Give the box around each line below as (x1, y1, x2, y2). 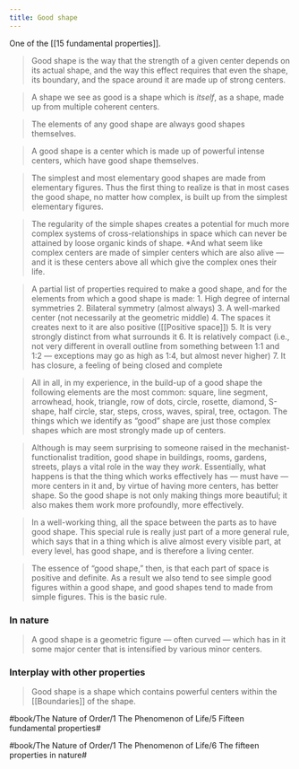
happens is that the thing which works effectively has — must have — (30, 470, 289, 481)
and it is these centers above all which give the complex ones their (30, 257, 278, 267)
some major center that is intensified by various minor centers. (30, 643, 262, 654)
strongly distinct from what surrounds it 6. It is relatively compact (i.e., (30, 331, 290, 342)
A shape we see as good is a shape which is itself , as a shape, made (30, 92, 285, 102)
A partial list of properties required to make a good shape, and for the (30, 284, 287, 294)
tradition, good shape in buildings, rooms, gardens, (79, 451, 267, 462)
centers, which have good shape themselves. (30, 154, 199, 166)
